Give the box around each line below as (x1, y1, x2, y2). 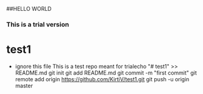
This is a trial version (6, 20, 69, 29)
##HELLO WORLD (6, 5, 52, 12)
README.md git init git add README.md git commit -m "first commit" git (15, 69, 197, 76)
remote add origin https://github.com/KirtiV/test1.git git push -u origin (15, 75, 190, 82)
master (15, 82, 34, 89)
